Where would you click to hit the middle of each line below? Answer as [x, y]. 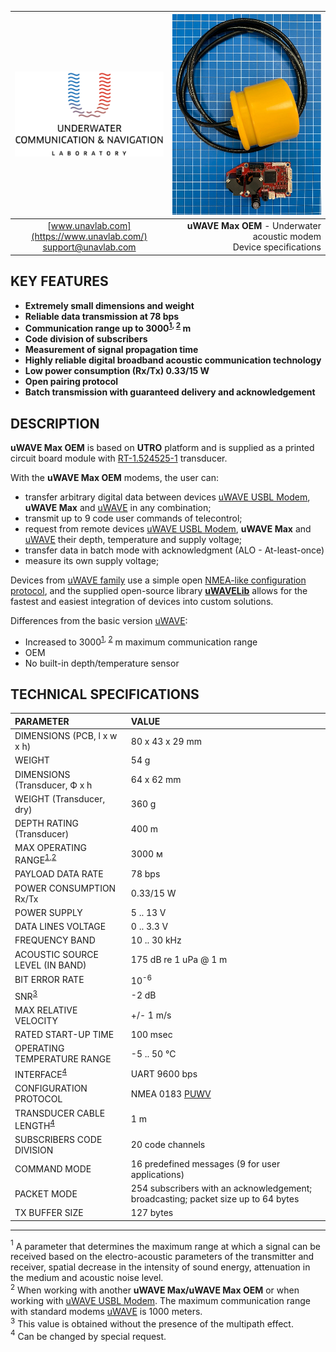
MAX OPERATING [50, 848]
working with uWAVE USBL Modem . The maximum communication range [160, 1301]
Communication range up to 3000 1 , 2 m [108, 328]
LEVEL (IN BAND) [50, 965]
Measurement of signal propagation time [111, 350]
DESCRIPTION [55, 423]
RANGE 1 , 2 [35, 859]
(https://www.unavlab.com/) [89, 237]
